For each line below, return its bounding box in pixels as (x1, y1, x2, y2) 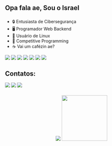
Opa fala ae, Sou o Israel (5, 4, 80, 12)
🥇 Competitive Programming (12, 38, 69, 44)
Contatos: (5, 69, 36, 78)
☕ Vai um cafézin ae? (12, 44, 55, 49)
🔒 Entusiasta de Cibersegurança (12, 19, 77, 25)
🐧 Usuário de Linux (12, 33, 50, 39)
